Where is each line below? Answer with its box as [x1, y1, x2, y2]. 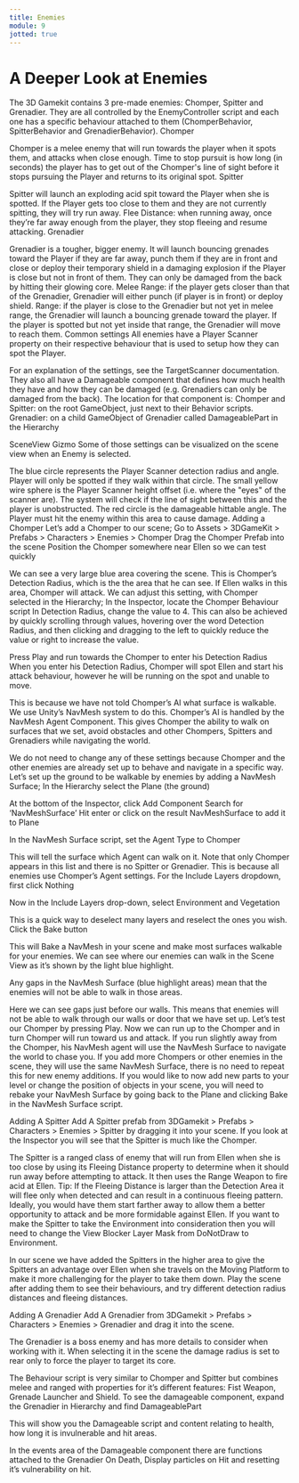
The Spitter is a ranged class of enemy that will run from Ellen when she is [9, 1153, 281, 1163]
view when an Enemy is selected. [9, 449, 132, 460]
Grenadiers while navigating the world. [9, 736, 151, 746]
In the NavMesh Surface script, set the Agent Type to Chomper [9, 835, 241, 845]
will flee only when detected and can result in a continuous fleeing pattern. [9, 1190, 283, 1201]
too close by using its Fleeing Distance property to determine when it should [9, 1161, 289, 1172]
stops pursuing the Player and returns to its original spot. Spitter [9, 171, 244, 183]
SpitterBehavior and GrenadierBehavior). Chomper [9, 126, 195, 136]
